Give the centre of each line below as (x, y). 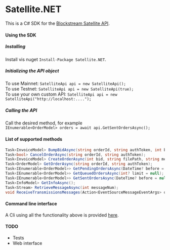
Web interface (27, 243)
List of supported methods (34, 139)
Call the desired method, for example (44, 123)
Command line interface (31, 203)
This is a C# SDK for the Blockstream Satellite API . (57, 23)
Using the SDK (21, 35)
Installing (15, 47)
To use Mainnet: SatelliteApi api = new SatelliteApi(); (66, 84)
